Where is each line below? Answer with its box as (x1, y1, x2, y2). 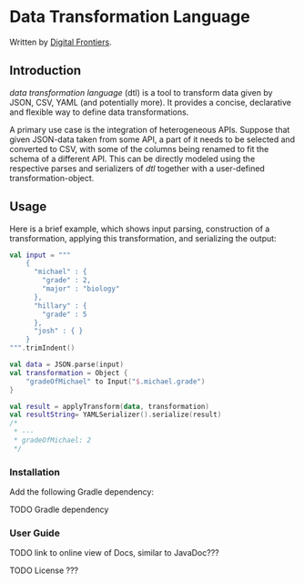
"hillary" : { (33, 301, 88, 311)
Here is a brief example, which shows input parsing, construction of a (9, 223, 270, 234)
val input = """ (9, 251, 71, 260)
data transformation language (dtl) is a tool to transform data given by (9, 87, 273, 97)
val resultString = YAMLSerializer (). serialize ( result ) (9, 410, 222, 420)
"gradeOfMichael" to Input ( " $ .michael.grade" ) (25, 376, 206, 386)
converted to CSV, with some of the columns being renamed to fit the (9, 143, 269, 154)
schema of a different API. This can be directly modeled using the (9, 153, 256, 164)
